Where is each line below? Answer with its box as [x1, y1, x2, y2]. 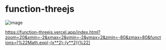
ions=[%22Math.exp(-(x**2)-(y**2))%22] [5, 39, 91, 45]
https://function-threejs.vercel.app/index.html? [5, 29, 101, 35]
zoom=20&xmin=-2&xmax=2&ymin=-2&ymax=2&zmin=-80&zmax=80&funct [5, 34, 161, 40]
